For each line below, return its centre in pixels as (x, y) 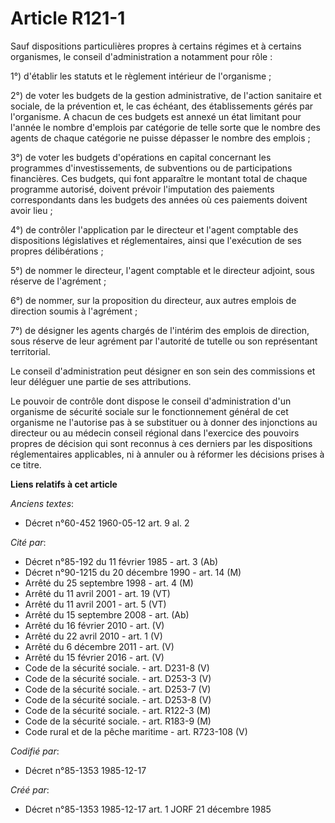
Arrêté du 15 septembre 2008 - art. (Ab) (107, 614)
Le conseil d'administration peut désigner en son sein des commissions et (163, 371)
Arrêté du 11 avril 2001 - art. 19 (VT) (97, 593)
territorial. (30, 351)
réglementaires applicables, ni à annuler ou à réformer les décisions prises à (167, 454)
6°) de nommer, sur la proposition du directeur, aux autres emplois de (153, 300)
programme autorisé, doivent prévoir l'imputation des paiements (142, 189)
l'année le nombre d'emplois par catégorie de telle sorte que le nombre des (165, 127)
